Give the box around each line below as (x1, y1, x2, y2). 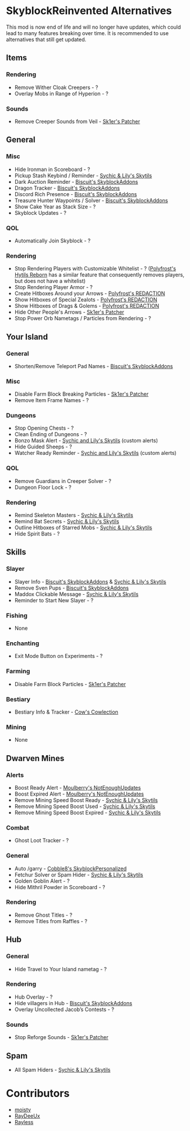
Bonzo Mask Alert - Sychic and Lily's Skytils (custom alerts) (14, 437, 159, 444)
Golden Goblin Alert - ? (14, 877, 70, 885)
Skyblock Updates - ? (14, 209, 67, 216)
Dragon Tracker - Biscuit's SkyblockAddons (14, 184, 120, 191)
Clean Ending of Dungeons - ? (14, 431, 87, 438)
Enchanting (6, 639, 40, 647)
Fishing (6, 611, 28, 619)
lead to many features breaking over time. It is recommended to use (6, 29, 169, 36)
